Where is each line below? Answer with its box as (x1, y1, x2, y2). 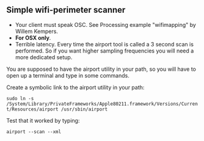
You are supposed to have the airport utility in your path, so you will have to (6, 65, 197, 73)
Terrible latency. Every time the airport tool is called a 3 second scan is (15, 40, 194, 48)
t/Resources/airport (6, 106, 59, 112)
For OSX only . (15, 34, 51, 42)
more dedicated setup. (15, 53, 73, 60)
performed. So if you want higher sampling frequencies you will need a (15, 47, 194, 54)
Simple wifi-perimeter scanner (6, 5, 126, 15)
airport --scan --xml (6, 128, 62, 135)
